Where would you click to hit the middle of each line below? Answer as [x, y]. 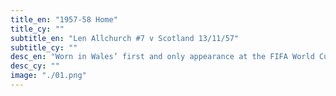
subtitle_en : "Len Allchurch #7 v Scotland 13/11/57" [125, 38]
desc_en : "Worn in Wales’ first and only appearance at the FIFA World [162, 57]
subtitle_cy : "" [44, 47]
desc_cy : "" [35, 66]
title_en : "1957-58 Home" [64, 19]
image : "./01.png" [48, 76]
